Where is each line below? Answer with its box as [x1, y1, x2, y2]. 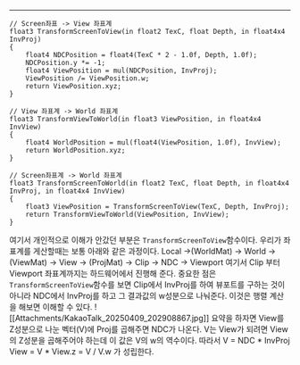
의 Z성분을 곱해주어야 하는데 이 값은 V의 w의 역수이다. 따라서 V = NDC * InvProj [9, 336, 290, 345]
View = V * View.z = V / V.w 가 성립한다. [9, 346, 154, 357]
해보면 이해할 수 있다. [18, 302, 93, 312]
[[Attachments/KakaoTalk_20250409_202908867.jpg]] [9, 313, 210, 323]
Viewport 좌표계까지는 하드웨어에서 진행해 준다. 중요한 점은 [9, 269, 217, 278]
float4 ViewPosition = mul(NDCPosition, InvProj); [25, 66, 218, 75]
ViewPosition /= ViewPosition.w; [25, 74, 150, 83]
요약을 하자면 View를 [211, 313, 285, 323]
